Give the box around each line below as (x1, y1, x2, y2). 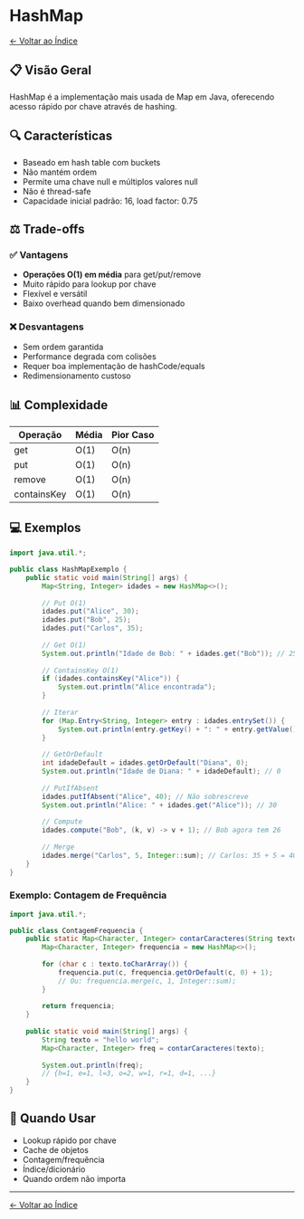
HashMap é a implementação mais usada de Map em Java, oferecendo (9, 91, 275, 102)
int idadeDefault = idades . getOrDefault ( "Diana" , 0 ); (42, 758, 249, 767)
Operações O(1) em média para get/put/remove (22, 269, 202, 281)
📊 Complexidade (9, 397, 109, 413)
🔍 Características (9, 129, 113, 144)
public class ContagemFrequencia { (9, 926, 144, 935)
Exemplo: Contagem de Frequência (9, 889, 167, 901)
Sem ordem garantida (22, 341, 104, 352)
